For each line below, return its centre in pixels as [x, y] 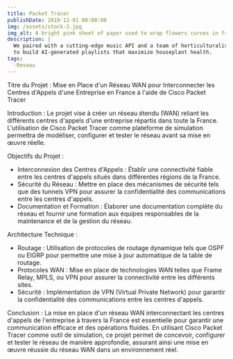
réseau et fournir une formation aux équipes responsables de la [108, 213]
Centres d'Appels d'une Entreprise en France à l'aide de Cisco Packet [106, 92]
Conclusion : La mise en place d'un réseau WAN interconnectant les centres [116, 313]
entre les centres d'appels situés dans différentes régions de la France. [119, 177]
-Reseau [25, 65]
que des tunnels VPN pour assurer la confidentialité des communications [121, 191]
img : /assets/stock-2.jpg [44, 26]
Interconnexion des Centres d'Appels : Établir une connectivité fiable [115, 169]
